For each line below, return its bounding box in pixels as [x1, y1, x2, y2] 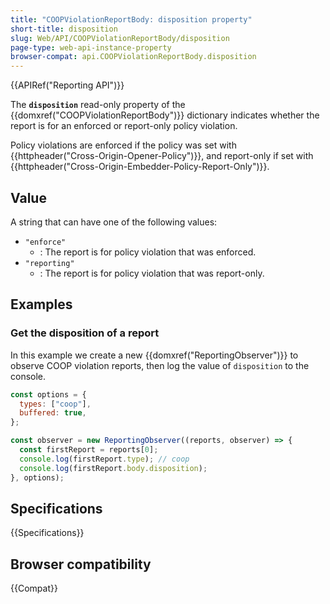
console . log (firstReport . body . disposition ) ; [19, 463, 208, 473]
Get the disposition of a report [10, 326, 160, 340]
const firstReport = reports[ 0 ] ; [19, 445, 159, 455]
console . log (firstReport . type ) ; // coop [19, 454, 190, 464]
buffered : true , [19, 408, 87, 418]
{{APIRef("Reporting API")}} [10, 79, 125, 91]
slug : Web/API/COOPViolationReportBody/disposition [10, 33, 230, 43]
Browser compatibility [10, 556, 152, 573]
